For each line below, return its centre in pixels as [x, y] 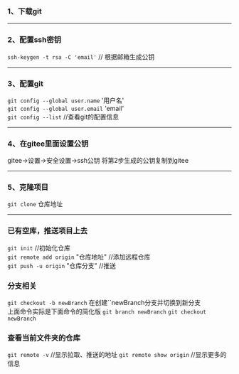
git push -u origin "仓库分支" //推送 [62, 265]
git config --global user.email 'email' [66, 108]
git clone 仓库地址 [35, 204]
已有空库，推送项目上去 [47, 231]
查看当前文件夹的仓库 [44, 338]
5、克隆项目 [28, 188]
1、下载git [25, 11]
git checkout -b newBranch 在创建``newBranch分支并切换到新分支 [104, 303]
